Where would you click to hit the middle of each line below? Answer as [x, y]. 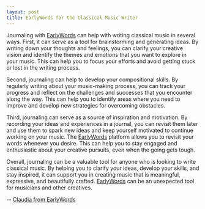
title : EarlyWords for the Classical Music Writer [72, 18]
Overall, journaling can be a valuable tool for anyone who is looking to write [101, 161]
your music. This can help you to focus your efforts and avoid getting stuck [101, 61]
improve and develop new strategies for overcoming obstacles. [86, 105]
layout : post [23, 12]
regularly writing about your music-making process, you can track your [96, 86]
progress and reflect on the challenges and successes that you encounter [99, 92]
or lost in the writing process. [43, 67]
